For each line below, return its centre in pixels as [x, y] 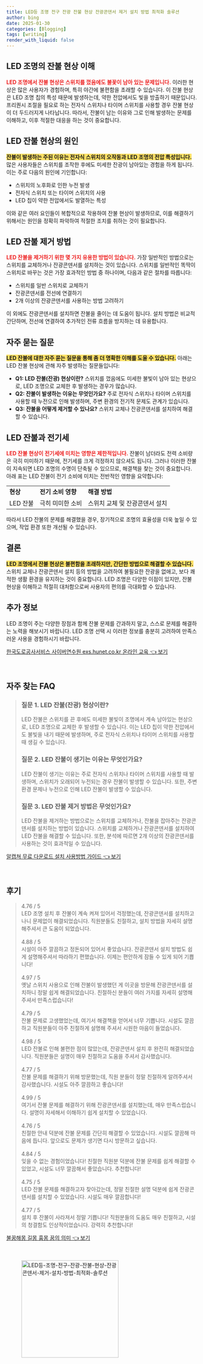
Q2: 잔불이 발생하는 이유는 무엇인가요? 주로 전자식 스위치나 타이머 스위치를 [103, 394]
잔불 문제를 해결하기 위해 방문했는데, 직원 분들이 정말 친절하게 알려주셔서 [107, 1076]
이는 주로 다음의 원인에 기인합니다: [47, 172]
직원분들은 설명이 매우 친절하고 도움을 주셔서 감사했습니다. [103, 1056]
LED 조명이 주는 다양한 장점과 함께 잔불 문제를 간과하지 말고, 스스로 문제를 [94, 623]
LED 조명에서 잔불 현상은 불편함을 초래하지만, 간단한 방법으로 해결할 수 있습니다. [100, 563]
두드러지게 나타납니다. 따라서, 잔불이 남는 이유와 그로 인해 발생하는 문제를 [105, 112]
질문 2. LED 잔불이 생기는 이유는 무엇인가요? [82, 759]
